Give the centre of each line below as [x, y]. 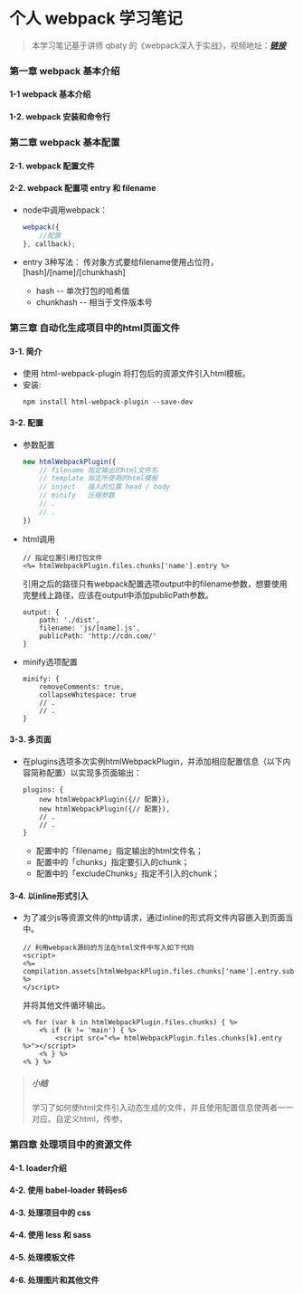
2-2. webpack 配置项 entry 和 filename [83, 188]
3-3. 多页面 [30, 739]
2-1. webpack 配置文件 [52, 166]
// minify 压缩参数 [77, 495]
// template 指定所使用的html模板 [99, 479]
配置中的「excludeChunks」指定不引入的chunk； [128, 873]
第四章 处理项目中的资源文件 [71, 1145]
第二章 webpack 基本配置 [65, 142]
